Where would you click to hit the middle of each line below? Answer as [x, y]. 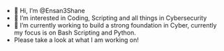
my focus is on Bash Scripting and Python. [75, 32]
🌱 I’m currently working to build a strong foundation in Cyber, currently [115, 25]
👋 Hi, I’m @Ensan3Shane [49, 11]
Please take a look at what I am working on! [76, 40]
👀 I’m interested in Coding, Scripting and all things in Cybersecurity [110, 18]
